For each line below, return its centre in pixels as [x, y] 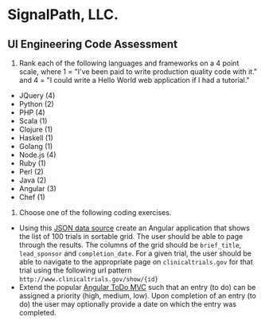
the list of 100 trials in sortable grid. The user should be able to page [131, 236]
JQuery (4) [37, 96]
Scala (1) [33, 121]
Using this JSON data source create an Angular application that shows [134, 228]
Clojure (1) [36, 129]
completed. [37, 313]
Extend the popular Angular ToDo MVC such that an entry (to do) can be [137, 287]
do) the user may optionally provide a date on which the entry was [127, 304]
